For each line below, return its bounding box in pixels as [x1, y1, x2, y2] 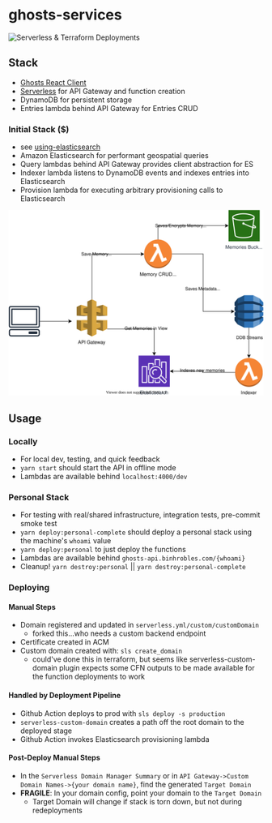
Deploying [8, 582, 50, 594]
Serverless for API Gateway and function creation [19, 86, 185, 96]
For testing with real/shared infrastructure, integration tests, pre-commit [19, 510, 261, 520]
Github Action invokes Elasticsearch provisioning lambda [19, 734, 210, 744]
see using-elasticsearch [19, 142, 101, 152]
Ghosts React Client [19, 77, 87, 87]
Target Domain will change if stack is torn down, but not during [32, 796, 243, 806]
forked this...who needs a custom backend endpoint [32, 628, 206, 638]
